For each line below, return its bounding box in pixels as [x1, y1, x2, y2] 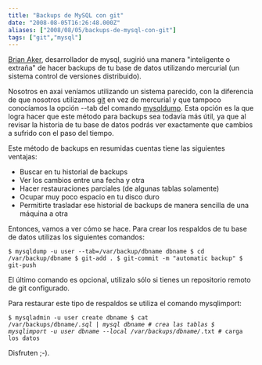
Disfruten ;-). [8, 349, 50, 358]
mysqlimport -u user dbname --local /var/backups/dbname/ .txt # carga [8, 327, 243, 336]
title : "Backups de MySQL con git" [8, 11, 124, 20]
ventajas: [8, 152, 38, 162]
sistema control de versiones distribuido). [8, 71, 142, 81]
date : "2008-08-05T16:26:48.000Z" [8, 19, 121, 27]
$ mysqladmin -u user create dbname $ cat [8, 314, 149, 322]
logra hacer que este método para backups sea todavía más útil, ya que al [8, 111, 246, 122]
